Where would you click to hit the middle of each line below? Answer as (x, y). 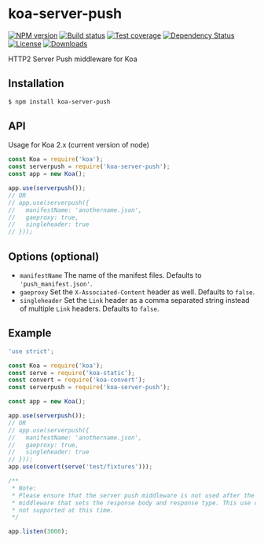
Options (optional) (54, 256)
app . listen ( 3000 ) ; (38, 532)
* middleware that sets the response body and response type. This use (131, 503)
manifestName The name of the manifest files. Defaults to (110, 275)
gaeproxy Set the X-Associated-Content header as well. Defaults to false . (137, 292)
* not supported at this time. (62, 510)
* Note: (24, 488)
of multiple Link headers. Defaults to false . (89, 308)
